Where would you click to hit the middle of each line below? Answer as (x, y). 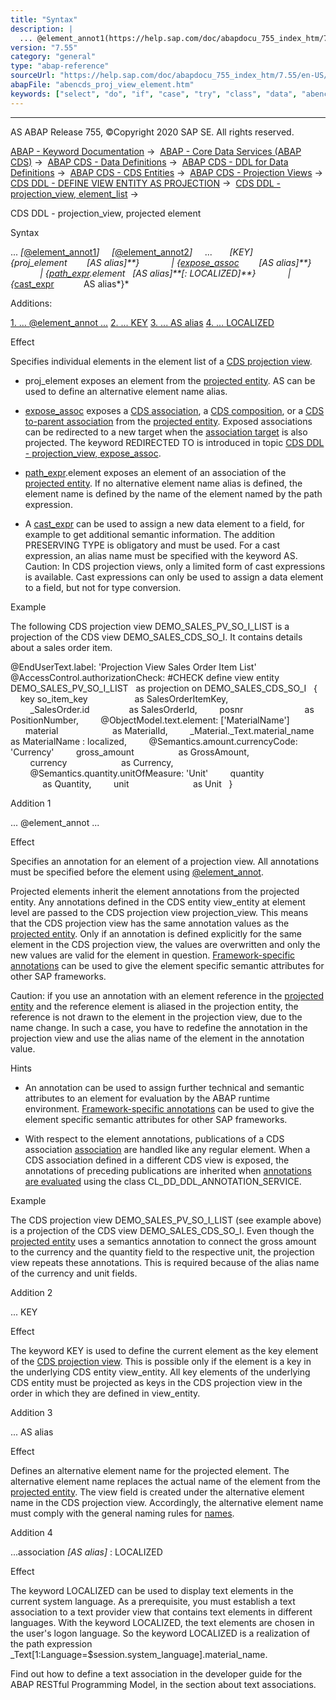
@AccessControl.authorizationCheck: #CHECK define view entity (145, 677)
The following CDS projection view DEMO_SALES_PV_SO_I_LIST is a (150, 626)
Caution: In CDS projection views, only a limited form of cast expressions (175, 566)
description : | (42, 29)
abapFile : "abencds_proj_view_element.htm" (102, 85)
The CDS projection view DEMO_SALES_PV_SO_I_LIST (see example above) (166, 1220)
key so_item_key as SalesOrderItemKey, (124, 698)
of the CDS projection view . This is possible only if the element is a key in (161, 1361)
